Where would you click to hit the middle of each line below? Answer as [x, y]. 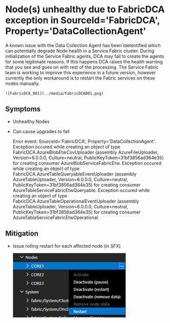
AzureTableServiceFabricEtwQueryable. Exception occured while [81, 190]
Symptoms [23, 109]
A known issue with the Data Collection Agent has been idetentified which [83, 45]
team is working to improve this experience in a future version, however [81, 72]
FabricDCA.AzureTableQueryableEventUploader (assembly [75, 174]
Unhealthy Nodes [31, 121]
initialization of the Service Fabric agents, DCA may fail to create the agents [85, 56]
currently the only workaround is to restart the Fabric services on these [80, 78]
